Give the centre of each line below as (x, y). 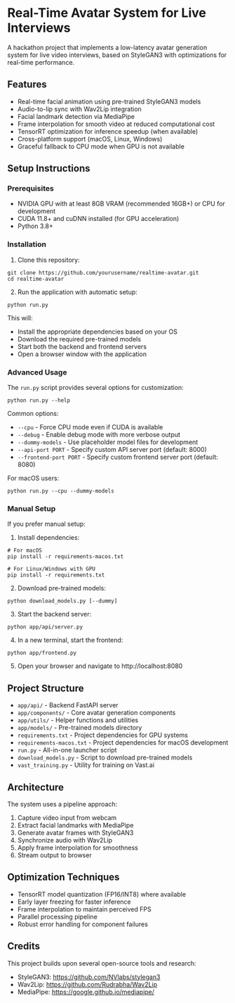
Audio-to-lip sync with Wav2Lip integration (79, 109)
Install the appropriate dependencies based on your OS (97, 332)
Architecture (36, 787)
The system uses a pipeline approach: (62, 804)
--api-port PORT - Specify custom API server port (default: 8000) (112, 450)
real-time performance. (41, 62)
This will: (20, 317)
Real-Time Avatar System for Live (107, 13)
